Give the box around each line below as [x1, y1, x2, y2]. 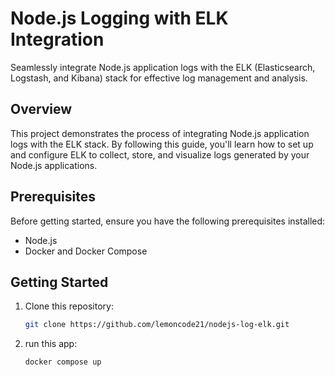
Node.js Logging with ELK [10, 7, 229, 30]
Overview [10, 101, 73, 118]
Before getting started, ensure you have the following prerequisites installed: [10, 215, 326, 227]
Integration [10, 28, 105, 51]
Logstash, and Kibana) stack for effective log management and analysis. [10, 72, 308, 84]
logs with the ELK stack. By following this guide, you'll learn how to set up [10, 138, 314, 150]
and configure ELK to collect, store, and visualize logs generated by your [10, 148, 310, 161]
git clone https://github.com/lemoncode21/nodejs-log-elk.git [24, 320, 290, 330]
